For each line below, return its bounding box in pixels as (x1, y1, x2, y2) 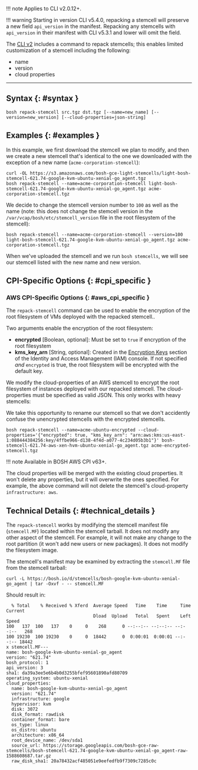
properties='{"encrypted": (6, 432, 72, 439)
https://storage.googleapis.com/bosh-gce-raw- (43, 743, 160, 749)
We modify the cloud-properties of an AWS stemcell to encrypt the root (6, 379, 180, 386)
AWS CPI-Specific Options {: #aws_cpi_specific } (6, 293, 150, 301)
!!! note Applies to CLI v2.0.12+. (6, 5, 81, 12)
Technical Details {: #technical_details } (6, 505, 156, 516)
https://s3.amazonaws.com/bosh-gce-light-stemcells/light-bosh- (29, 170, 192, 176)
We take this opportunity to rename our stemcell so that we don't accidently (6, 410, 190, 417)
